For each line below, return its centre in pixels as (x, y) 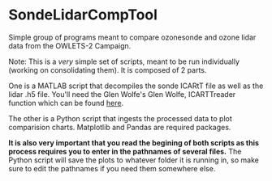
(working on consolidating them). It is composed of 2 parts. (108, 69)
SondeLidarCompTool (83, 15)
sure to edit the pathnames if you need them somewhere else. (112, 168)
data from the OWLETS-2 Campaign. (70, 45)
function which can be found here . (66, 103)
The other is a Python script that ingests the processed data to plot (121, 118)
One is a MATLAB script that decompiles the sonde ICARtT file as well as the (136, 86)
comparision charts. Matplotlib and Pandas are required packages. (120, 127)
